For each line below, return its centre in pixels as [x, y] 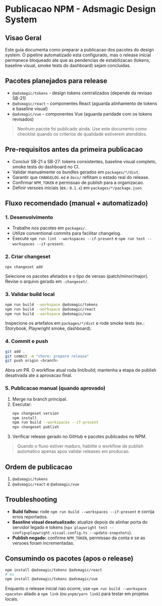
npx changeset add [24, 267]
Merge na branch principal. [40, 399]
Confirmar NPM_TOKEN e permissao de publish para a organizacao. [78, 182]
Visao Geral [23, 38]
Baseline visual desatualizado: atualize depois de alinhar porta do [80, 522]
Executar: [22, 404]
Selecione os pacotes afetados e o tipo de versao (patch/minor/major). [77, 276]
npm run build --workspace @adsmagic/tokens [51, 304]
